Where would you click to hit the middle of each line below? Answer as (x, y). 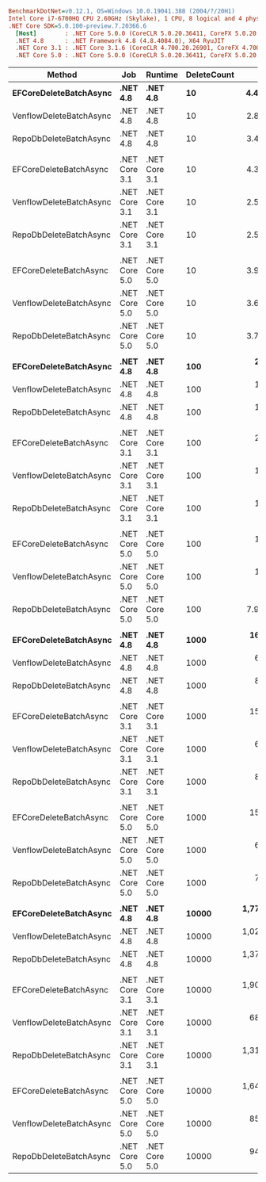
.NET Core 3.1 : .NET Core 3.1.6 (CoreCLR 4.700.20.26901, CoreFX (127, 48)
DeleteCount (210, 75)
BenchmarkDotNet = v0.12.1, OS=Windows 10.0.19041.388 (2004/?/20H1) (122, 11)
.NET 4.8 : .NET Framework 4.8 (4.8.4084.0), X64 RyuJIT (120, 40)
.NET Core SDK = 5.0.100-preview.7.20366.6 (78, 26)
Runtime (162, 75)
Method (62, 75)
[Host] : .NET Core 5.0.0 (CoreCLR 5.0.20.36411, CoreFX (123, 33)
